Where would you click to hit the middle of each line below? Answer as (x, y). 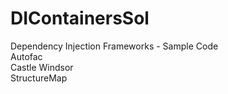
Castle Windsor (42, 67)
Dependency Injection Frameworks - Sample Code (114, 46)
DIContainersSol (80, 18)
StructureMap (39, 78)
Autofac (26, 56)
